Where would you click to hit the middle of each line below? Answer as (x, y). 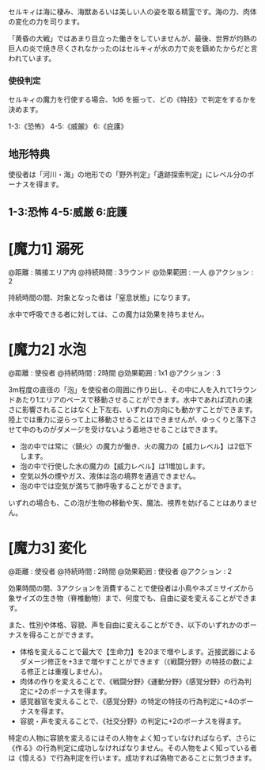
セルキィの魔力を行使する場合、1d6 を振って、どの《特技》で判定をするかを (132, 100)
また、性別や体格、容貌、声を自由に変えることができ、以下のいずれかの (126, 625)
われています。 (32, 58)
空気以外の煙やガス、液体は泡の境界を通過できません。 (110, 476)
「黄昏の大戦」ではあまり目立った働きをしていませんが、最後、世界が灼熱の (132, 38)
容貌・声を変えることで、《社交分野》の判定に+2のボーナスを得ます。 (132, 722)
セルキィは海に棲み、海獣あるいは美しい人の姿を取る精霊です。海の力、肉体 (132, 12)
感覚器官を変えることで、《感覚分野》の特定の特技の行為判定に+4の (129, 702)
